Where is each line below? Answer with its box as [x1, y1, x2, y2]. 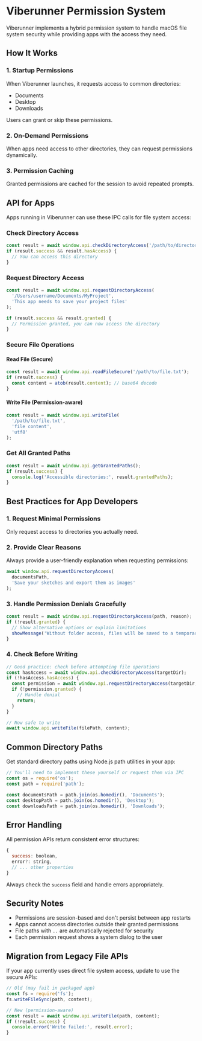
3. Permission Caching [6, 166, 74, 175]
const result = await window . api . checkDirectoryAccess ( [6, 243, 149, 249]
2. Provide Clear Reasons [6, 543, 81, 551]
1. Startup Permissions [6, 66, 74, 75]
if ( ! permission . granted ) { [11, 687, 82, 693]
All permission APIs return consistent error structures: [6, 836, 139, 843]
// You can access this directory [11, 254, 98, 260]
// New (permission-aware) [6, 1007, 74, 1013]
